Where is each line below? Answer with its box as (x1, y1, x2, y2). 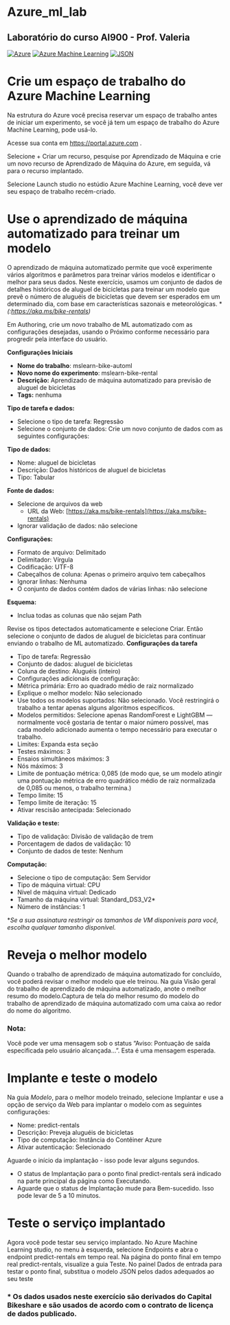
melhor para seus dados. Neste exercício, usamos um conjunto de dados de (7, 277, 222, 286)
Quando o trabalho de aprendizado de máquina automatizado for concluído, (7, 969, 222, 978)
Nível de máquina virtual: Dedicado (16, 888, 117, 896)
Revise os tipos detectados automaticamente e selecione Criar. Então (7, 624, 204, 632)
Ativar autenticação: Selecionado (16, 1143, 111, 1151)
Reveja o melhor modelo (7, 947, 148, 963)
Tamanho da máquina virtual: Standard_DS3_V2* (16, 895, 156, 903)
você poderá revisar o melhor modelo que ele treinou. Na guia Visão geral (7, 977, 216, 985)
